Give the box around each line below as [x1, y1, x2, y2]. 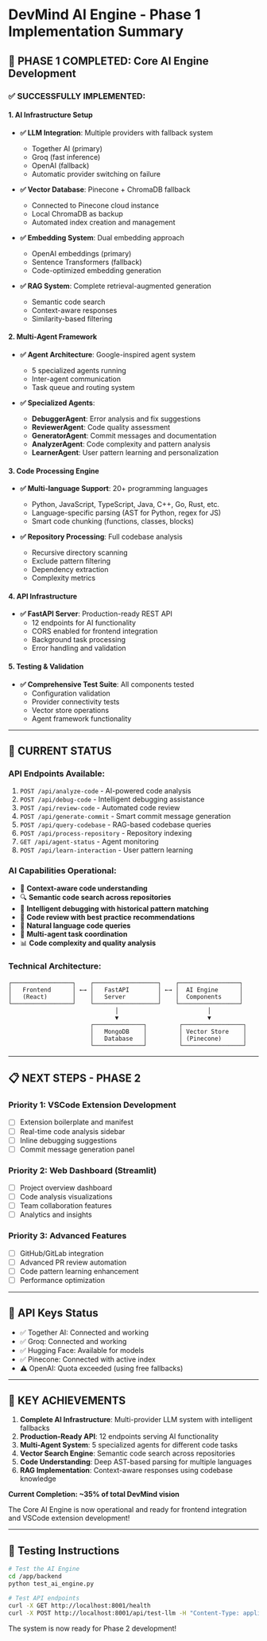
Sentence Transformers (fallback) [31, 257, 142, 267]
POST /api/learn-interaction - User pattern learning [19, 845, 193, 855]
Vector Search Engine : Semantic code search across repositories [19, 1448, 236, 1458]
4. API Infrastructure [8, 591, 78, 601]
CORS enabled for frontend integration [31, 626, 158, 636]
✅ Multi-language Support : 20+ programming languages [19, 484, 208, 493]
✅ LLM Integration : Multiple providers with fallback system [19, 127, 213, 137]
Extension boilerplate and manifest [19, 1117, 133, 1127]
